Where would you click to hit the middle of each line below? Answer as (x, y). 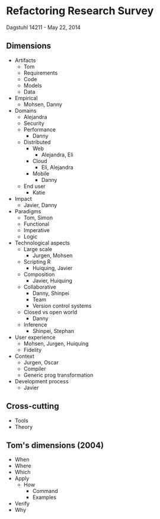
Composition (39, 274)
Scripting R (37, 261)
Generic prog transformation (58, 375)
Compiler (35, 369)
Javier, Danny (40, 205)
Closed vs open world (50, 312)
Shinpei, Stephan (53, 331)
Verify (22, 504)
